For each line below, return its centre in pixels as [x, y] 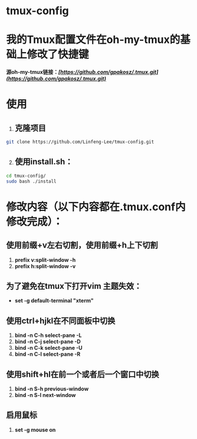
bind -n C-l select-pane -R [47, 354]
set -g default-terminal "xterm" [54, 301]
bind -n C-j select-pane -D [47, 342]
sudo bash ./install [32, 181]
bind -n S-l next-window [45, 395]
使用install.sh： [44, 162]
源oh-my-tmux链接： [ [33, 72]
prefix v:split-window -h [45, 260]
